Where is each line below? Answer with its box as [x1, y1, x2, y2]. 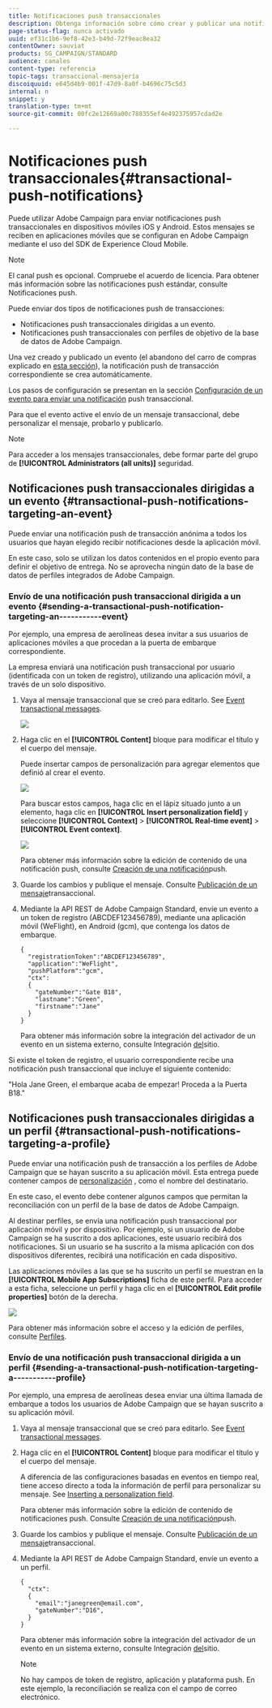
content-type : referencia [8, 65, 96, 73]
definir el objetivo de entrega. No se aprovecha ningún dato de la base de [8, 561, 254, 571]
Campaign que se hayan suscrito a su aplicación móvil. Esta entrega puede [8, 1167, 259, 1177]
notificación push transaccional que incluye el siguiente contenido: [8, 1064, 232, 1073]
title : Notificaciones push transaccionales [8, 11, 161, 20]
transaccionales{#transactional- [8, 170, 233, 187]
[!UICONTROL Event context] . [19, 824, 122, 834]
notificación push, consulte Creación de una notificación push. [19, 864, 228, 874]
